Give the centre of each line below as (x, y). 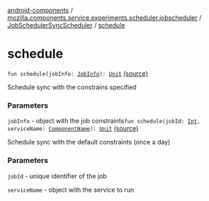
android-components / (40, 10)
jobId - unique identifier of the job (57, 176)
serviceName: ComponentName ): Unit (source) (73, 128)
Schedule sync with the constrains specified (72, 87)
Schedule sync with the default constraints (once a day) (89, 142)
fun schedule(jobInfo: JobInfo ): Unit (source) (78, 73)
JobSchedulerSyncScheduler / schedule (66, 25)
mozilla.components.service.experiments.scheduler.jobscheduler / (104, 18)
